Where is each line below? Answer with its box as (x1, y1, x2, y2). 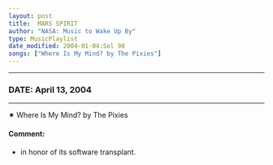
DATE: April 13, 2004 (8, 84, 92, 95)
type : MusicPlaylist (8, 34, 79, 43)
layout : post (8, 11, 53, 20)
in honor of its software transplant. (19, 147, 136, 157)
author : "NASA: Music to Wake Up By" (8, 27, 136, 35)
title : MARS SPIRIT (8, 20, 79, 28)
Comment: (8, 128, 45, 138)
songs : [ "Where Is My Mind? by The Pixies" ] (8, 50, 162, 58)
